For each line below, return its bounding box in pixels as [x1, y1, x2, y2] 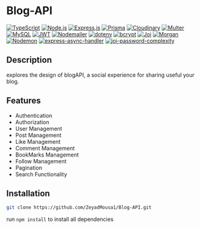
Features [6, 96, 41, 106]
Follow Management [15, 157, 67, 165]
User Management [15, 125, 62, 132]
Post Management [15, 131, 62, 139]
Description [6, 55, 52, 65]
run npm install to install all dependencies [6, 215, 114, 223]
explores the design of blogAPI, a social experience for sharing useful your [6, 71, 194, 79]
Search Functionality [15, 170, 67, 178]
